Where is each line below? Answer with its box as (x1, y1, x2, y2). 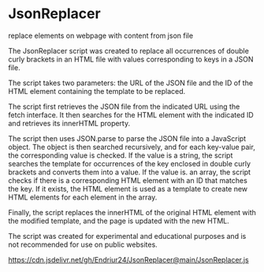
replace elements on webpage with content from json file (8, 31, 194, 40)
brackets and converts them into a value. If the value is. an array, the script (8, 167, 251, 177)
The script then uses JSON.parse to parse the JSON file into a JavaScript (8, 133, 247, 143)
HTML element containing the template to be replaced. (8, 86, 186, 95)
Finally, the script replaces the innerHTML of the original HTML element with (8, 207, 256, 217)
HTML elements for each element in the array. (8, 192, 158, 202)
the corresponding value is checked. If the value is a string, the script (8, 151, 233, 160)
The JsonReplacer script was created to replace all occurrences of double (8, 46, 250, 55)
